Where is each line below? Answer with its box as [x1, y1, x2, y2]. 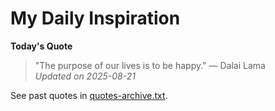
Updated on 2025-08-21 [34, 70, 136, 82]
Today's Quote [10, 40, 73, 52]
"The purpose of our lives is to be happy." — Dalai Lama [34, 59, 266, 71]
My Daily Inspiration [10, 7, 181, 30]
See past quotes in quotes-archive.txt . [10, 89, 168, 101]
